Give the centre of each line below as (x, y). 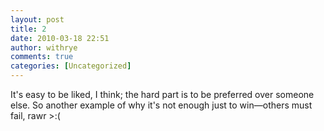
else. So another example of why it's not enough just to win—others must (161, 105)
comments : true (42, 57)
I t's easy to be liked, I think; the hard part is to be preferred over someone (162, 94)
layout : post (37, 19)
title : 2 (28, 29)
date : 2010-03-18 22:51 (60, 38)
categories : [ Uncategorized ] (71, 66)
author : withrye (44, 47)
